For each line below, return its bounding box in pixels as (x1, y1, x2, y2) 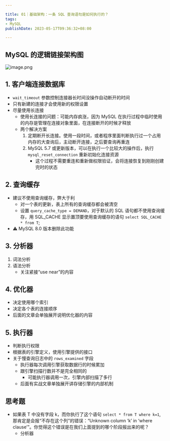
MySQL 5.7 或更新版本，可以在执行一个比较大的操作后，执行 (27, 145, 154, 151)
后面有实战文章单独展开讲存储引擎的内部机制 (20, 381, 114, 387)
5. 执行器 (5, 328, 33, 337)
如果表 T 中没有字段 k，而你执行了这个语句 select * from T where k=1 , (12, 411, 161, 417)
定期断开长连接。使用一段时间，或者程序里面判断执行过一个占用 (27, 132, 161, 138)
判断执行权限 (12, 343, 39, 349)
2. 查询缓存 (5, 180, 40, 189)
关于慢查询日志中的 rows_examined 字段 (12, 355, 94, 362)
